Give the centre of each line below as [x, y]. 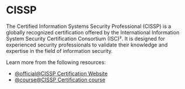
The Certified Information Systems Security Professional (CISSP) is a [89, 26]
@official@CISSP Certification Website [61, 73]
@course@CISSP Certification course [60, 80]
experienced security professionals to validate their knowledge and [87, 45]
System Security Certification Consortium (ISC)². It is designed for [85, 38]
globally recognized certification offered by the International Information [93, 32]
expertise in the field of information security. [59, 51]
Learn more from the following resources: [56, 62]
